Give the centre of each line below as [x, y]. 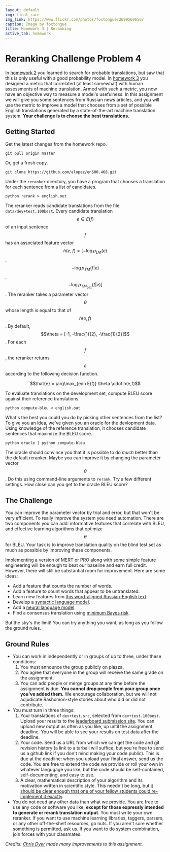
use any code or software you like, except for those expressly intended [88, 807]
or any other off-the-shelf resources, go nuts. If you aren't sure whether [88, 824]
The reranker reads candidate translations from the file [62, 206]
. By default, [18, 326]
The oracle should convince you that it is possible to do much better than [82, 453]
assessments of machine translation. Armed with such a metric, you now [81, 89]
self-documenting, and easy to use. [57, 775]
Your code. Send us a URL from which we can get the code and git [90, 743]
